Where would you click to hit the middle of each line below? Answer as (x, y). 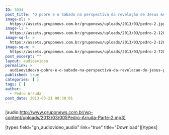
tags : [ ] (16, 84)
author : (13, 89)
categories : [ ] (22, 79)
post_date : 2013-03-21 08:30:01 (39, 98)
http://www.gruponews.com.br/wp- (56, 112)
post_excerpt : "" (23, 56)
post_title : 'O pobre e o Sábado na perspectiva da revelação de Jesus (82, 14)
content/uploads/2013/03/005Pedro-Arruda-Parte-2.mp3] (65, 117)
